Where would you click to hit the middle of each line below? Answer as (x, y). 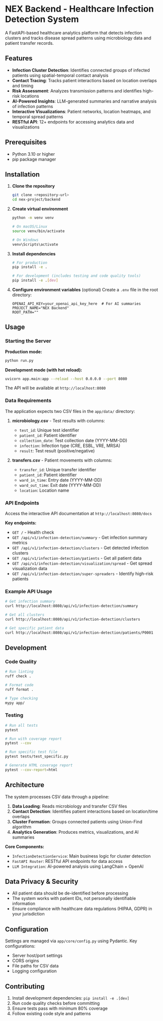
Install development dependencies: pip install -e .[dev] (71, 998)
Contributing (25, 986)
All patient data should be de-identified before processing (70, 893)
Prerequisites (26, 142)
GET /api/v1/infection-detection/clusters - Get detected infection (80, 548)
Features (19, 59)
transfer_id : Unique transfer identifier (58, 469)
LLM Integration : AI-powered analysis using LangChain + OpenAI (78, 866)
